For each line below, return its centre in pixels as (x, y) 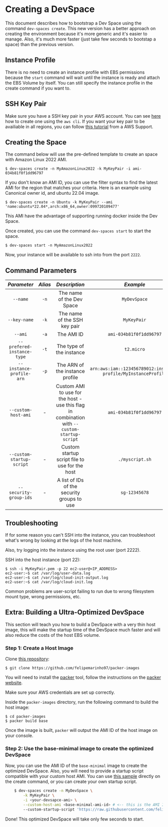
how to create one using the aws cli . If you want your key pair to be (75, 121)
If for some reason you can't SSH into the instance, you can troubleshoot (80, 535)
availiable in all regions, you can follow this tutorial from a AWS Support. (79, 127)
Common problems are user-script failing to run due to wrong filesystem (80, 591)
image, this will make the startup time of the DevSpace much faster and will (83, 630)
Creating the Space (36, 142)
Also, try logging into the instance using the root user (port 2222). (73, 550)
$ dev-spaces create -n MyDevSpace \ (53, 791)
